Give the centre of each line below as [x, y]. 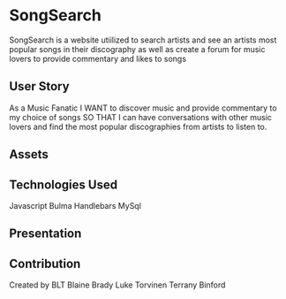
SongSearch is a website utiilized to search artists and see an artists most [143, 40]
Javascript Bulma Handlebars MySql [75, 205]
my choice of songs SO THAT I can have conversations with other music [140, 117]
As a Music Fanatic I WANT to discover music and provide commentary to [143, 108]
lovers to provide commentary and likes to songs [98, 58]
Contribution [45, 263]
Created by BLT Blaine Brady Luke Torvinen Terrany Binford [117, 285]
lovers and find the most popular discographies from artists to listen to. [138, 126]
